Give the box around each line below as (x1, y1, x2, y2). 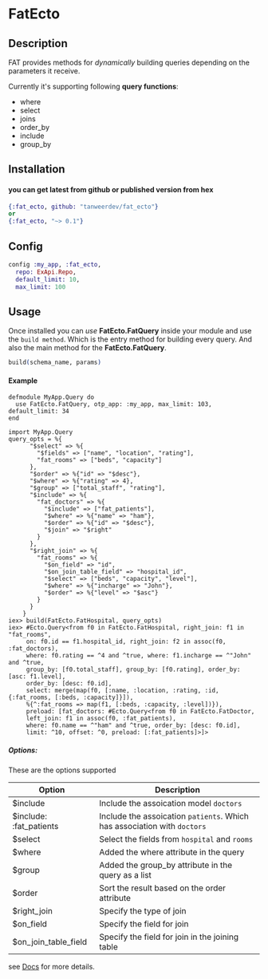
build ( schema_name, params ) (8, 358, 102, 367)
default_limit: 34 (8, 408, 69, 416)
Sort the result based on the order (99, 882, 226, 894)
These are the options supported (8, 765, 116, 775)
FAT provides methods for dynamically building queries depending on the (8, 57, 250, 67)
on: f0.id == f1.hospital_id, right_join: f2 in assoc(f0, (26, 638, 227, 646)
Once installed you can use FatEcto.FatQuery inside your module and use (8, 326, 252, 336)
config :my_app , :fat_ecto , (8, 261, 102, 269)
